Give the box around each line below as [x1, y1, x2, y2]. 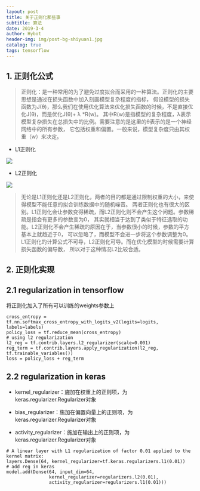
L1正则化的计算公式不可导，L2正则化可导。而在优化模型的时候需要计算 [20, 238, 195, 245]
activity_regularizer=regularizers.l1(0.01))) [48, 479, 167, 485]
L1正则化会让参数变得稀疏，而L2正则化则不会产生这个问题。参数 [31, 208, 189, 215]
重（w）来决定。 [20, 132, 63, 140]
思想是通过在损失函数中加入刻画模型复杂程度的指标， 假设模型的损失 [20, 95, 190, 103]
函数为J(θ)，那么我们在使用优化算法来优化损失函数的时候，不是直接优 [20, 103, 193, 110]
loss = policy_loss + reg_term [6, 356, 84, 362]
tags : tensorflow [6, 48, 50, 54]
